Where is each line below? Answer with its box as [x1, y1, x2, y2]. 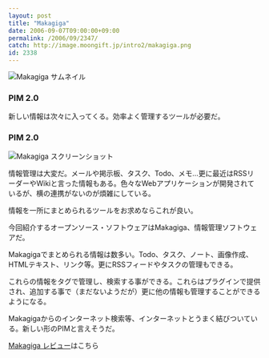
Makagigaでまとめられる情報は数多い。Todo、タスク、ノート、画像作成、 [8, 249, 254, 259]
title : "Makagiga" [8, 19, 70, 27]
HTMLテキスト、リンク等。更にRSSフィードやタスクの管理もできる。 [8, 259, 238, 269]
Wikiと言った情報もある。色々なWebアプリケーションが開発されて [35, 178, 255, 188]
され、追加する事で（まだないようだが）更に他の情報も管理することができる [8, 286, 261, 296]
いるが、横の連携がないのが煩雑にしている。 [8, 188, 156, 198]
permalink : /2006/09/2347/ [8, 34, 98, 42]
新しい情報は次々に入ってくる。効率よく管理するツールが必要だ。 [8, 111, 225, 121]
